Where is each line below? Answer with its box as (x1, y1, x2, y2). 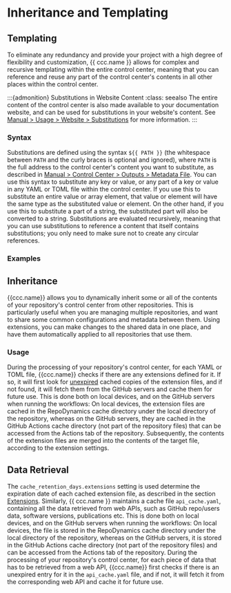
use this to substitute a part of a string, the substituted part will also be (7, 207, 208, 216)
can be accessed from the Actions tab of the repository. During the (7, 548, 198, 557)
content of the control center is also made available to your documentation (7, 101, 219, 109)
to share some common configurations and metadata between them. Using (7, 316, 221, 324)
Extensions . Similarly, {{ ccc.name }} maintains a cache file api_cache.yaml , (7, 497, 221, 505)
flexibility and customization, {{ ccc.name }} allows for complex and (7, 58, 199, 66)
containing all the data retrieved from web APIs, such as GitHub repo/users (7, 505, 220, 513)
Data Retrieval (7, 464, 69, 476)
